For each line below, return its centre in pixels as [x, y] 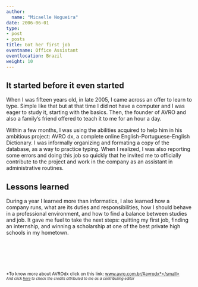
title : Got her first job [38, 45]
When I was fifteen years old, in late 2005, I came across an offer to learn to [99, 100]
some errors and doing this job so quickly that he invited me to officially [94, 156]
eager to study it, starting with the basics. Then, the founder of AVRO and [96, 112]
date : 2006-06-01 [28, 23]
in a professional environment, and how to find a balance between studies [97, 214]
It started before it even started [65, 85]
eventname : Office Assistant [42, 51]
